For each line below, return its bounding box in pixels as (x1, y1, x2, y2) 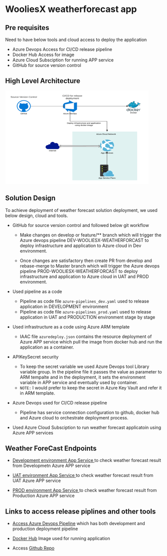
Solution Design (5, 194, 56, 202)
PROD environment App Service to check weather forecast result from (12, 487, 157, 493)
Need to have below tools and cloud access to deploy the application (5, 36, 147, 42)
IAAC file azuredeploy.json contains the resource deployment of (19, 333, 152, 339)
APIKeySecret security (12, 353, 59, 359)
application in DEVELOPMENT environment (19, 303, 109, 309)
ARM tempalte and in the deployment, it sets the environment (19, 374, 146, 380)
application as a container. (19, 344, 74, 350)
